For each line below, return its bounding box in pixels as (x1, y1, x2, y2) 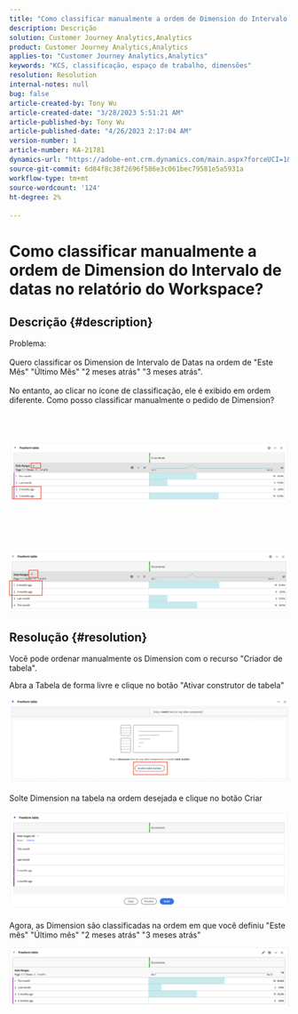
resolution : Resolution (9, 71, 98, 80)
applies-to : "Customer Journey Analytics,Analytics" (9, 52, 208, 61)
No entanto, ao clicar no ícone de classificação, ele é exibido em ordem (9, 385, 271, 396)
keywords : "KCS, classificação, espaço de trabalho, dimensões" (9, 61, 252, 70)
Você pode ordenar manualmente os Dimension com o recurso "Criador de (9, 654, 283, 664)
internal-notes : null (9, 80, 90, 89)
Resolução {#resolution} (9, 630, 148, 645)
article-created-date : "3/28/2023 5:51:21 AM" (9, 108, 184, 117)
